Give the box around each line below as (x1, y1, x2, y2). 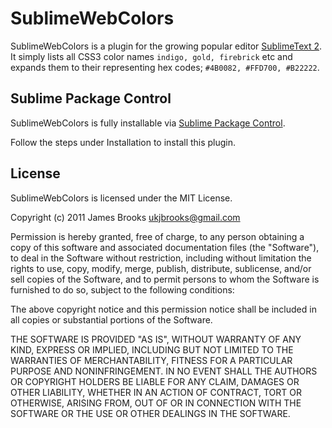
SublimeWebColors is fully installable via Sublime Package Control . (10, 117, 286, 129)
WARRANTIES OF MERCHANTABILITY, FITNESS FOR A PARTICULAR (10, 354, 293, 366)
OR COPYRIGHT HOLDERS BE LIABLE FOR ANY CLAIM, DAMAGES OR (10, 375, 300, 387)
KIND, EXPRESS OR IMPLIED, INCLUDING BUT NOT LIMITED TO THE (10, 343, 294, 356)
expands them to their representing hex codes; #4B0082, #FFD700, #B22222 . (10, 61, 320, 73)
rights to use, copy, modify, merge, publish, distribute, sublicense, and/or (10, 262, 312, 274)
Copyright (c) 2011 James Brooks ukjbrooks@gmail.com (10, 211, 241, 223)
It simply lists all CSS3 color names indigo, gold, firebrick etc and (10, 50, 293, 62)
